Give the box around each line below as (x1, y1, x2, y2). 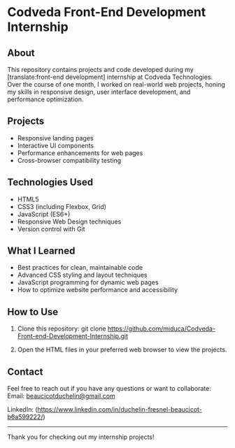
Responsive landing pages (17, 133, 94, 142)
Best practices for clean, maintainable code (17, 263, 143, 272)
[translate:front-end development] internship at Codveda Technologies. (7, 73, 213, 81)
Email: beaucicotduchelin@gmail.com (7, 392, 115, 400)
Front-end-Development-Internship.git (17, 332, 128, 340)
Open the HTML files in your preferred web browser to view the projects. (17, 345, 227, 354)
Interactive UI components (17, 141, 94, 150)
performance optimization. (7, 95, 84, 103)
